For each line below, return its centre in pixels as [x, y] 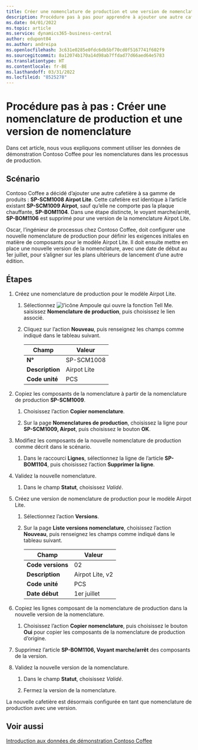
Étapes [19, 280]
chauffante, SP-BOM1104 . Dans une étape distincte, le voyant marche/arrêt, [98, 212]
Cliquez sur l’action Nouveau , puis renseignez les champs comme [104, 329]
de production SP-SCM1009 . [50, 400]
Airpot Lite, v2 [94, 574]
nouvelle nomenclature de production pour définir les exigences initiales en [98, 236]
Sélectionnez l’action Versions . [61, 516]
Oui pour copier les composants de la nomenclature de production [104, 632]
